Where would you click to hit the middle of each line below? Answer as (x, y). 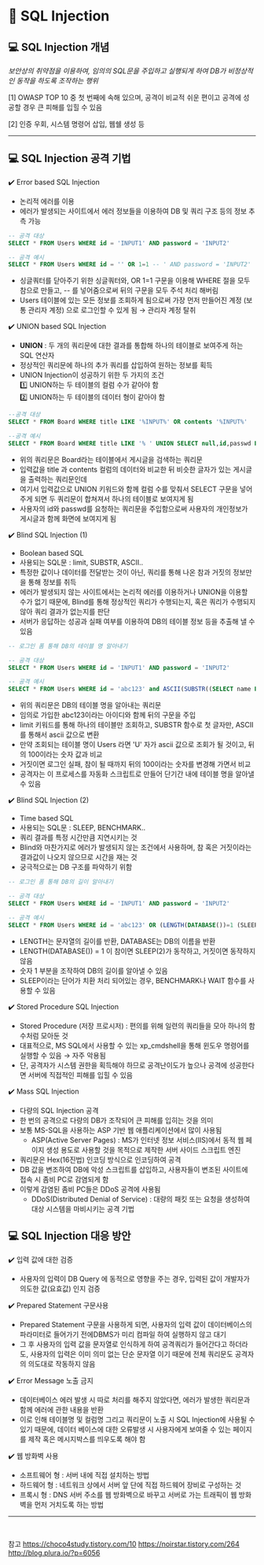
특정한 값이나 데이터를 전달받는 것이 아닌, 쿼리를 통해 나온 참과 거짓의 (125, 572)
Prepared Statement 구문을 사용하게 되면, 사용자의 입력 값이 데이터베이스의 (136, 1325)
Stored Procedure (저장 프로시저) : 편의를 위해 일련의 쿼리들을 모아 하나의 (133, 1026)
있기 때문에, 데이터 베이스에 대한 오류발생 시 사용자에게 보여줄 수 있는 (125, 1430)
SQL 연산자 (37, 355)
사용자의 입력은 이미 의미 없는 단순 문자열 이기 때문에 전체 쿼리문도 (132, 1354)
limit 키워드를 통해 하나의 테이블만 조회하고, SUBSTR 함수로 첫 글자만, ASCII (136, 725)
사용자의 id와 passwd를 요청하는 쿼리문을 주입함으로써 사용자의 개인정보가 (134, 509)
